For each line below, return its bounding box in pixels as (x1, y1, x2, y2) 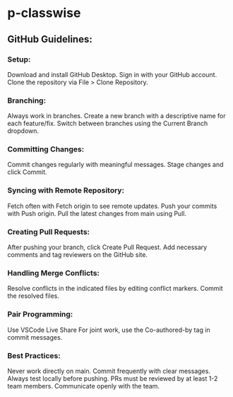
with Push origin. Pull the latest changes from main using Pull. (7, 209, 187, 217)
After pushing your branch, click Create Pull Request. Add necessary (7, 243, 208, 252)
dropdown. (7, 127, 40, 135)
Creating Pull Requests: (7, 226, 90, 236)
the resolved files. (7, 292, 60, 300)
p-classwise (7, 5, 81, 21)
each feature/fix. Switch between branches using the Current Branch (7, 119, 208, 128)
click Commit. (7, 168, 47, 176)
